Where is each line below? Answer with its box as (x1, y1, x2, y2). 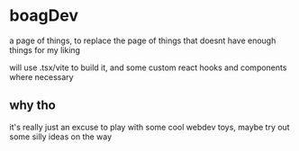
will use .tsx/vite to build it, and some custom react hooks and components (9, 62, 287, 73)
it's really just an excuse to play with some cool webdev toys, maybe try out (9, 121, 290, 132)
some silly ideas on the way (9, 131, 113, 142)
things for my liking (9, 44, 81, 55)
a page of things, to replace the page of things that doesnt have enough (9, 35, 276, 46)
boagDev (9, 5, 79, 26)
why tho (9, 98, 56, 113)
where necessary (9, 71, 74, 82)
